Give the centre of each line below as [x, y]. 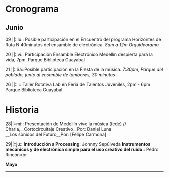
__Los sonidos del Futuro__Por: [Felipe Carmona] [56, 134]
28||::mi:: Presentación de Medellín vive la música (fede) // [66, 124]
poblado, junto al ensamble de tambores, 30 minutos [60, 75]
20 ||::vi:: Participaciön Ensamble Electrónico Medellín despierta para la [79, 54]
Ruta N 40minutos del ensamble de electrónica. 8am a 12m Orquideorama [82, 45]
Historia [22, 110]
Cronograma [32, 9]
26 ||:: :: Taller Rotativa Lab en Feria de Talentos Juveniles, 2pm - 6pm [78, 84]
